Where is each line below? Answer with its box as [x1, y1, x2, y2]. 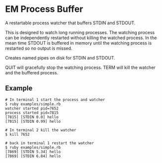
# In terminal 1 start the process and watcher [5, 97, 106, 102]
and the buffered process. [5, 69, 58, 75]
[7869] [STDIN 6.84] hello [5, 154, 61, 159]
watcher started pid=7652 [5, 106, 58, 111]
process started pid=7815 [5, 110, 58, 115]
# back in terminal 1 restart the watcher [5, 140, 94, 146]
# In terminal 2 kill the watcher [5, 127, 77, 132]
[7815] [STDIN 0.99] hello [5, 119, 61, 124]
